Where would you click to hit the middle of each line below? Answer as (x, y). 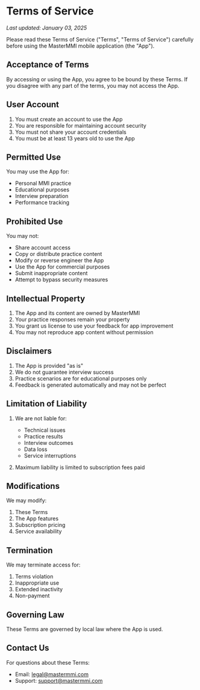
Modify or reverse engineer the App (59, 261)
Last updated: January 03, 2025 (47, 28)
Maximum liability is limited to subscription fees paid (80, 467)
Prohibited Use (35, 221)
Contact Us (28, 648)
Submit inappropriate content (51, 273)
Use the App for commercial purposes (62, 267)
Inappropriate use (37, 583)
